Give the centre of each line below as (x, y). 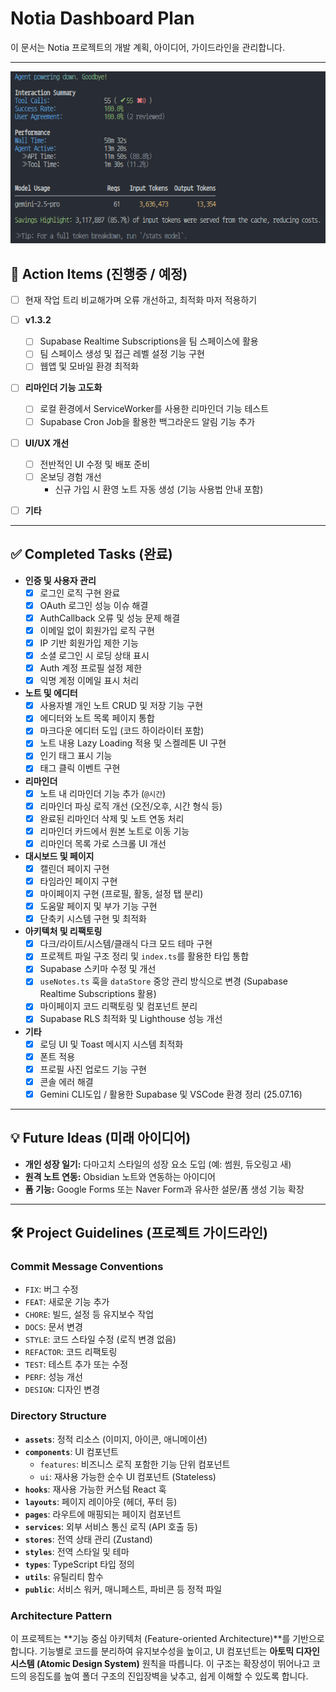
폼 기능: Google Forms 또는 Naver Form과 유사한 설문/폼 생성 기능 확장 (164, 1189)
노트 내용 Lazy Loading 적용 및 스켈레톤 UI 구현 (133, 743)
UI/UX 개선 (47, 443)
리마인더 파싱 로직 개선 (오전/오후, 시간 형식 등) (131, 806)
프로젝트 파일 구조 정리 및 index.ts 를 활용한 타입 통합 (144, 956)
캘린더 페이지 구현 (74, 868)
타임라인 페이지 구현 (78, 881)
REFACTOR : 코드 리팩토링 (71, 1352)
